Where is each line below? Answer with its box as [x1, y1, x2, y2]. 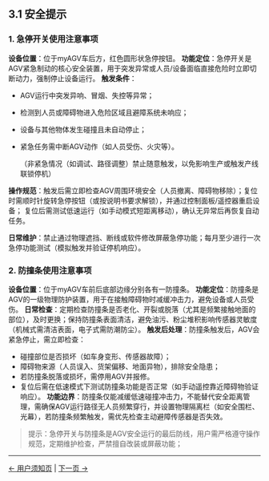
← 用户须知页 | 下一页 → [8, 463, 89, 473]
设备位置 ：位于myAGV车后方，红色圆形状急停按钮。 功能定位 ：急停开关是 [8, 53, 252, 63]
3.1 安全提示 [8, 7, 67, 22]
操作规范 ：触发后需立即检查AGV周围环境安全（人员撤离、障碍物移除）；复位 [8, 185, 258, 195]
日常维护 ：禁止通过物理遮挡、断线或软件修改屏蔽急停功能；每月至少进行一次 [8, 232, 261, 242]
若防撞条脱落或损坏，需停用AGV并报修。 [19, 371, 155, 381]
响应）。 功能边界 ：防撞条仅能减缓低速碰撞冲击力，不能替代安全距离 [19, 391, 243, 401]
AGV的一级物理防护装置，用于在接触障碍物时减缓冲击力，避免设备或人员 [8, 294, 247, 304]
